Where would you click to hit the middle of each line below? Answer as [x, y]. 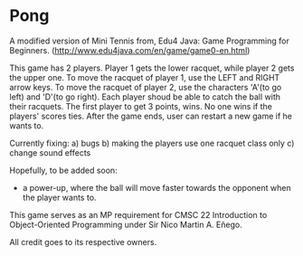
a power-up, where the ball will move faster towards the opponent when [156, 187]
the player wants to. [59, 197]
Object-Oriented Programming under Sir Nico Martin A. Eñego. [126, 224]
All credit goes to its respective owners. [83, 242]
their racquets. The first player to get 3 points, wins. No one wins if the [141, 106]
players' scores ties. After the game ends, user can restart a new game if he [151, 116]
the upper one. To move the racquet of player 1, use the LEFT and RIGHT [145, 77]
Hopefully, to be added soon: [63, 170]
